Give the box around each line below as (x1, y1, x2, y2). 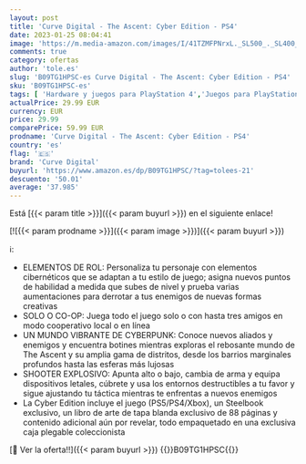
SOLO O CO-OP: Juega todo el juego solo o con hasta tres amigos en (22, 311, 283, 322)
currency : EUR (9, 107, 64, 116)
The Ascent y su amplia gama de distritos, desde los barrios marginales (22, 349, 291, 360)
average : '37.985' (9, 183, 79, 192)
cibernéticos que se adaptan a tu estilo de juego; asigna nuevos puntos (22, 272, 291, 283)
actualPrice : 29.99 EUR (9, 98, 100, 108)
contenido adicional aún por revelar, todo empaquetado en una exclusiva (22, 417, 296, 428)
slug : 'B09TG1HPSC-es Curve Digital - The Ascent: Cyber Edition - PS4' (9, 73, 291, 82)
